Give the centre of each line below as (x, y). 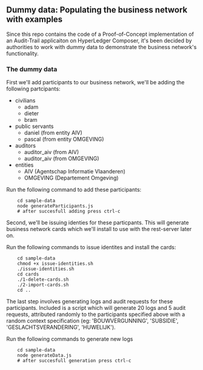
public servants (34, 126)
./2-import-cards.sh (43, 285)
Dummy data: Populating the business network (97, 10)
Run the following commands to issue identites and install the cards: (91, 247)
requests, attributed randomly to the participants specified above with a (96, 314)
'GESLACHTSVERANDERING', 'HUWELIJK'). (61, 328)
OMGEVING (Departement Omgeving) (72, 178)
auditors (25, 146)
